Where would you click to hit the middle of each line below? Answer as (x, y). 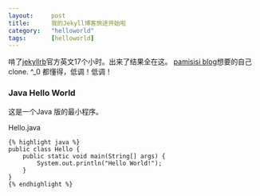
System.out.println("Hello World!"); (99, 163)
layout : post (37, 16)
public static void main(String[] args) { (94, 156)
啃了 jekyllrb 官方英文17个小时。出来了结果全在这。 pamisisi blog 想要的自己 (130, 62)
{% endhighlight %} (41, 184)
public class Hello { (44, 149)
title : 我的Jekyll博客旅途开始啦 (67, 23)
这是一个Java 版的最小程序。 (56, 111)
